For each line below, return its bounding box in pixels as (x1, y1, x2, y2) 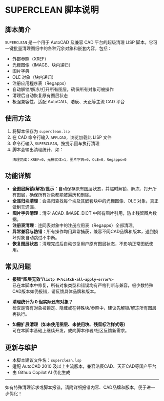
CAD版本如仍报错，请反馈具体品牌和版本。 (12, 289, 99, 294)
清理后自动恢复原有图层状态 (12, 92, 68, 98)
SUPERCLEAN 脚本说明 (5, 4, 99, 16)
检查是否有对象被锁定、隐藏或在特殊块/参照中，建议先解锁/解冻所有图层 (12, 305, 157, 311)
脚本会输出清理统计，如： (12, 146, 64, 152)
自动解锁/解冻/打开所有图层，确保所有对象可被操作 (12, 87, 114, 92)
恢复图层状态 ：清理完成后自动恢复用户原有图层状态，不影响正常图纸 (12, 241, 149, 246)
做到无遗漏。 (12, 204, 38, 210)
